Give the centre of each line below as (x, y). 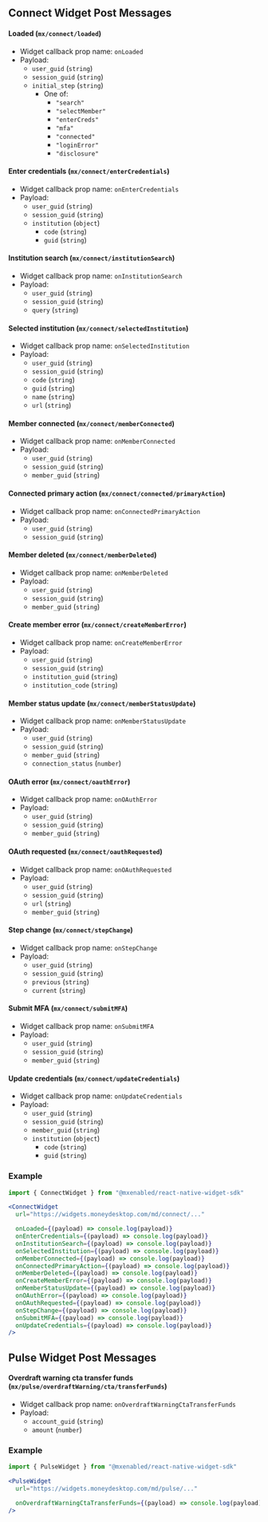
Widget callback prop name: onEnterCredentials (99, 189)
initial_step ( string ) (67, 85)
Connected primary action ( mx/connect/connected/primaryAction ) (117, 493)
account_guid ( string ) (67, 1421)
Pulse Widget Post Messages (83, 1357)
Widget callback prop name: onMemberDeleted (94, 572)
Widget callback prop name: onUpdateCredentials (101, 1096)
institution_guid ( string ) (75, 677)
